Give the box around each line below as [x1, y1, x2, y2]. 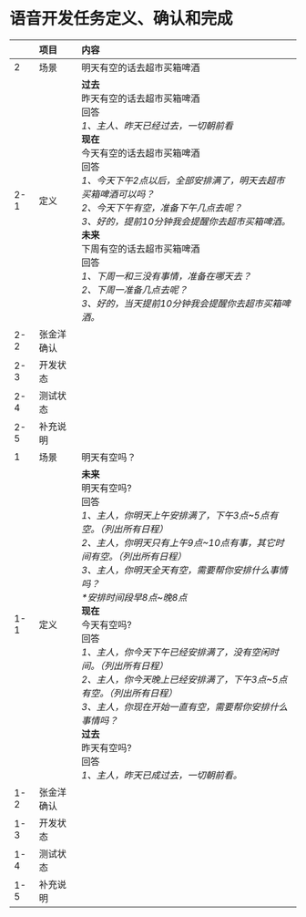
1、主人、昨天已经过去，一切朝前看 [81, 119, 234, 132]
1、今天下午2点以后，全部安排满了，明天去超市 [81, 174, 285, 187]
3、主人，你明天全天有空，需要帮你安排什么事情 [81, 563, 289, 576]
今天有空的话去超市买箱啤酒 [81, 147, 200, 160]
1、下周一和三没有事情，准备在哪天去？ [81, 270, 252, 283]
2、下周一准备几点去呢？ [81, 283, 189, 296]
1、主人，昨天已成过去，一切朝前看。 [81, 768, 243, 781]
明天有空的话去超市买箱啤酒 [81, 61, 200, 74]
